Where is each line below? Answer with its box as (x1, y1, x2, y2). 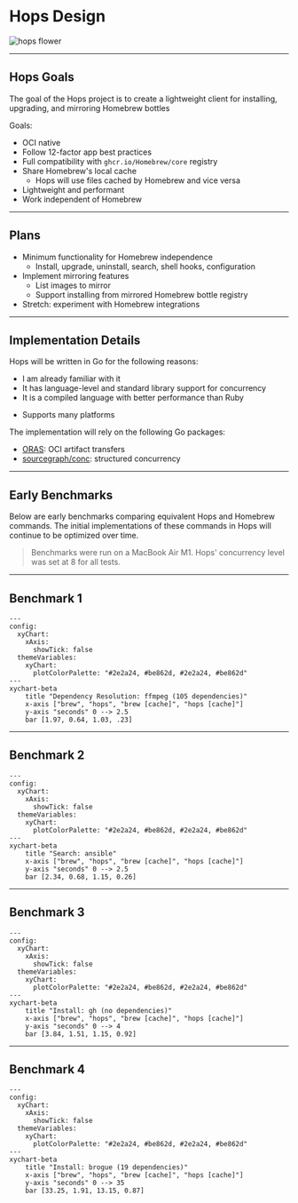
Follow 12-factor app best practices (21, 147, 153, 157)
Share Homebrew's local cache (21, 165, 137, 176)
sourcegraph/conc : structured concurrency (21, 453, 181, 464)
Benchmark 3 (9, 904, 85, 920)
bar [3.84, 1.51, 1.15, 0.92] (25, 1029, 137, 1039)
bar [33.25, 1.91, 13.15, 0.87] (25, 1186, 145, 1196)
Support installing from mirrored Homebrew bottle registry (35, 289, 248, 299)
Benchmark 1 (9, 591, 82, 606)
